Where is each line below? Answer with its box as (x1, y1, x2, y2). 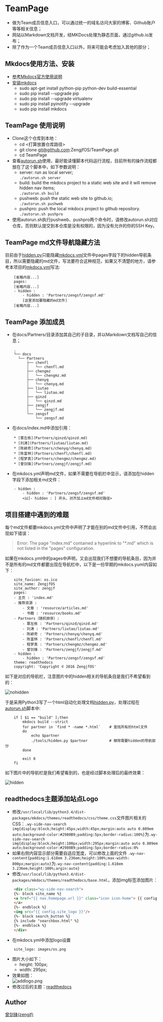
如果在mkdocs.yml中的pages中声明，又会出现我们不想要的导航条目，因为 (5, 556, 152, 561)
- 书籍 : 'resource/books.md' (22, 611, 82, 616)
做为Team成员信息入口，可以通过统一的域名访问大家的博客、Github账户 (12, 20, 156, 25)
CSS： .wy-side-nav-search (12, 821, 67, 827)
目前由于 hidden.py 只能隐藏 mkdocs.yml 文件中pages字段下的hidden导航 (5, 252, 147, 258)
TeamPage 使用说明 (5, 121, 65, 130)
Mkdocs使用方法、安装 (5, 60, 75, 68)
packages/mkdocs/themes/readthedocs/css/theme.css (12, 816, 117, 821)
